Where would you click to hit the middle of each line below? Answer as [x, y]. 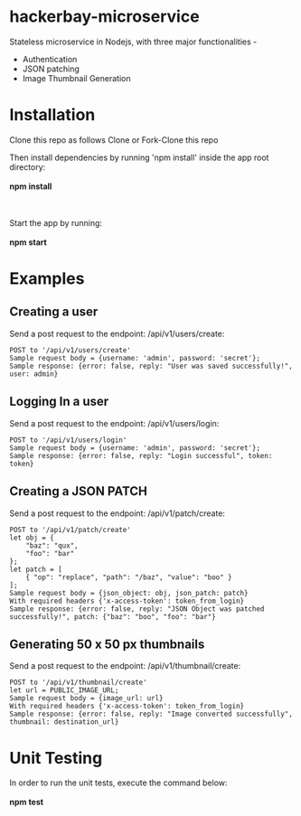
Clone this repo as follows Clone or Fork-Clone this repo [114, 140]
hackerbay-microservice [105, 17]
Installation [52, 115]
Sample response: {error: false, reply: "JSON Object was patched [137, 609]
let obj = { [32, 538]
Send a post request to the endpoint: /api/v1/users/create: [117, 333]
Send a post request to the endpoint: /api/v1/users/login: [114, 423]
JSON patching [51, 69]
